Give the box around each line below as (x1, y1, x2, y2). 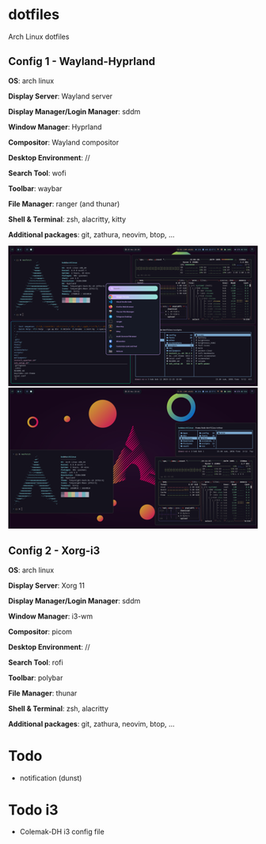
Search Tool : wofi (8, 168, 66, 178)
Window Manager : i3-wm (8, 611, 93, 621)
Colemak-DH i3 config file (19, 827, 104, 837)
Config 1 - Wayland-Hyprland (8, 55, 156, 68)
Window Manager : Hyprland (8, 121, 102, 132)
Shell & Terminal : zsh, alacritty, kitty (8, 214, 127, 224)
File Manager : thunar (8, 688, 78, 698)
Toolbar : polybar (8, 673, 63, 682)
